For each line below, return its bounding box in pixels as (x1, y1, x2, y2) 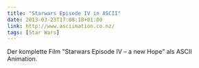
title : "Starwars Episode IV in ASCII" (7, 10, 121, 17)
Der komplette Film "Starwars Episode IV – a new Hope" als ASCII (7, 48, 192, 56)
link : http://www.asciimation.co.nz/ (7, 22, 115, 29)
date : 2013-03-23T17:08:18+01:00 (7, 16, 103, 23)
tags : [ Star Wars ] (7, 29, 60, 36)
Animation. (7, 55, 38, 63)
